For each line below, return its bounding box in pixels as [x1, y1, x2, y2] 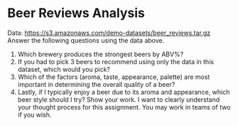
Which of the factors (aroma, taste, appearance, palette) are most [17, 73, 210, 81]
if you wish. [17, 110, 52, 119]
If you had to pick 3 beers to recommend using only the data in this [17, 57, 215, 65]
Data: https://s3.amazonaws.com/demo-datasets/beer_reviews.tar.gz [7, 28, 211, 37]
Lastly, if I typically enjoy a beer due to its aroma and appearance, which [17, 88, 230, 96]
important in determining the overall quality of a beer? [17, 80, 175, 88]
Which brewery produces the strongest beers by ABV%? [17, 50, 184, 58]
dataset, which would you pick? [17, 65, 110, 73]
